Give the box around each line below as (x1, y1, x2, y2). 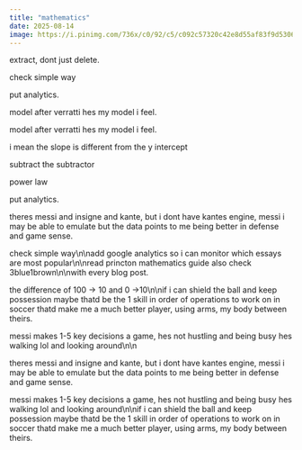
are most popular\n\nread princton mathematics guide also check (9, 257, 252, 268)
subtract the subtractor (9, 159, 95, 170)
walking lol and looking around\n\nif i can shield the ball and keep (9, 404, 253, 415)
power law (9, 176, 48, 187)
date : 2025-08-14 (9, 22, 75, 31)
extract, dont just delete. (9, 55, 101, 66)
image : (9, 30, 34, 39)
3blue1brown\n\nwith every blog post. (9, 267, 149, 278)
